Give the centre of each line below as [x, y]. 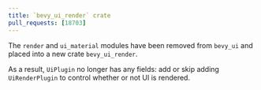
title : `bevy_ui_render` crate [60, 15]
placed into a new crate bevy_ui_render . [73, 54]
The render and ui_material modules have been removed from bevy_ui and [131, 45]
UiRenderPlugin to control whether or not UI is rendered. [99, 77]
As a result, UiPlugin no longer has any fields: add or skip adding [114, 69]
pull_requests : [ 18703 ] [47, 23]
